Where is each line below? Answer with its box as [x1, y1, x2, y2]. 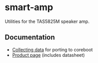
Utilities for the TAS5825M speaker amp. [5, 18, 90, 24]
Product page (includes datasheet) [12, 52, 85, 58]
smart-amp [5, 2, 53, 13]
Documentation [5, 33, 55, 42]
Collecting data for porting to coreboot [12, 46, 93, 52]
